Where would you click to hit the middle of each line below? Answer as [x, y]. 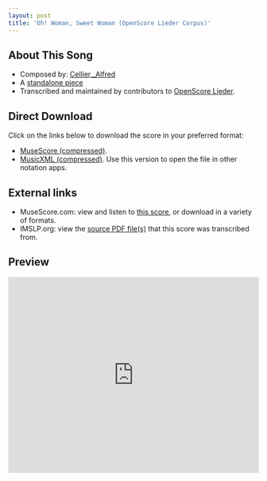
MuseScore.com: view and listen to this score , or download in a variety [136, 211]
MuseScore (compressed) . [63, 151]
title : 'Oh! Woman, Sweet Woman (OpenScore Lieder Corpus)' [110, 23]
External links [43, 193]
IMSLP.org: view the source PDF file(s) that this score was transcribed [135, 228]
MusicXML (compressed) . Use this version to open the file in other [128, 159]
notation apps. [43, 168]
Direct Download [50, 116]
